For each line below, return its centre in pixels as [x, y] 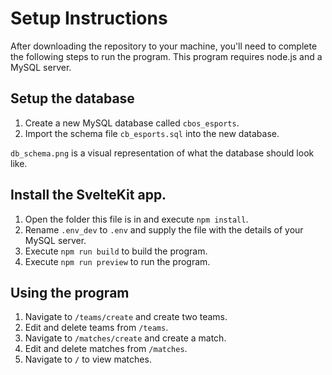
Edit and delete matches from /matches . [106, 349]
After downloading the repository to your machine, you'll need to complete [164, 46]
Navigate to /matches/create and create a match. [125, 338]
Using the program [70, 292]
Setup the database [72, 98]
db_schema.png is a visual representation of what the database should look [162, 153]
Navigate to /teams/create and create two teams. [126, 317]
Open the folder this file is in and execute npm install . [136, 219]
